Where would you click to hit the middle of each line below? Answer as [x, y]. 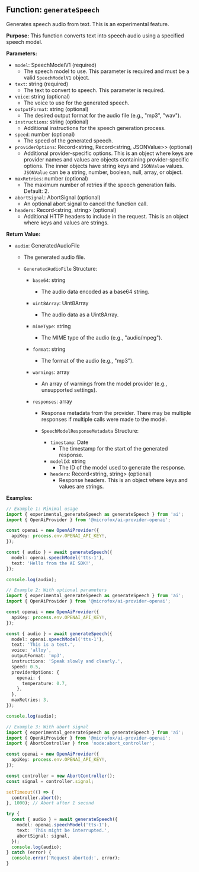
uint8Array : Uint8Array [60, 303]
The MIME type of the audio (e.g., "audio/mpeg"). [102, 337]
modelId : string [68, 461]
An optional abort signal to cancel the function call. [86, 204]
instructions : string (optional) [52, 122]
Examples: [19, 497]
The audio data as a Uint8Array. [80, 315]
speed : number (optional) [45, 134]
